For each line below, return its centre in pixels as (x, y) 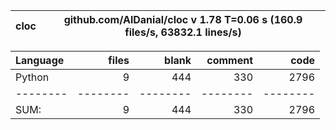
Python (32, 77)
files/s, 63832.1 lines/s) (183, 32)
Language (40, 60)
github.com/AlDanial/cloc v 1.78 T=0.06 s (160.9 (183, 19)
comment (229, 60)
